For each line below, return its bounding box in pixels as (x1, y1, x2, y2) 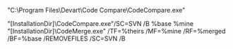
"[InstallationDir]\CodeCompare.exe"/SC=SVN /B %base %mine (7, 20, 194, 27)
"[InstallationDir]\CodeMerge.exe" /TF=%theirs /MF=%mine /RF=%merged (7, 27, 226, 35)
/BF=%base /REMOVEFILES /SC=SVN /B (7, 34, 126, 43)
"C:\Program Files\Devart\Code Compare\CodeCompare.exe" (7, 6, 186, 14)
